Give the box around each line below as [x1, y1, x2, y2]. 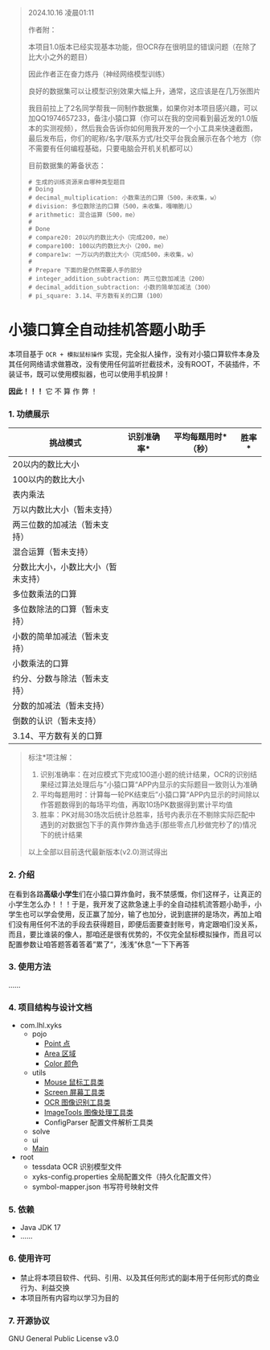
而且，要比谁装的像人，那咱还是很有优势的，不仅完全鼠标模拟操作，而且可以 [8, 929, 262, 939]
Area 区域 [43, 1049, 76, 1059]
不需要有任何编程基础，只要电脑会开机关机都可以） [27, 144, 198, 153]
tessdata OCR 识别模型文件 [31, 1162, 122, 1171]
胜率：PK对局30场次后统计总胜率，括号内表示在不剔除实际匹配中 [39, 810, 256, 820]
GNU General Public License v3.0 [8, 1334, 119, 1344]
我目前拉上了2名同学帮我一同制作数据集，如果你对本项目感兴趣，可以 [27, 104, 259, 113]
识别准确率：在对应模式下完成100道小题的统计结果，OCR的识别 [39, 770, 251, 780]
